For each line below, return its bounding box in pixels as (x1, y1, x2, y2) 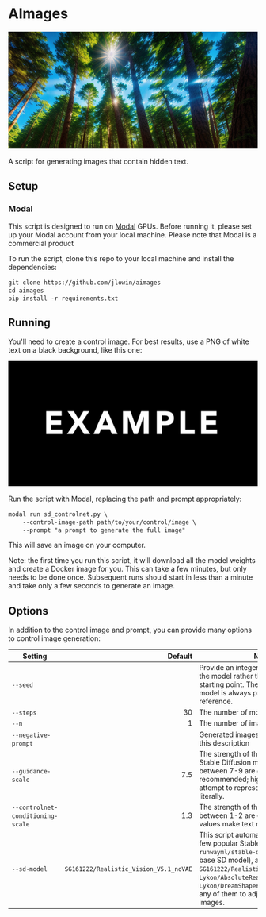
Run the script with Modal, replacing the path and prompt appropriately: (8, 494, 242, 504)
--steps (11, 709, 37, 717)
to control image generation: (8, 634, 101, 643)
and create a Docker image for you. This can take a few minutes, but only (8, 564, 247, 574)
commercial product (8, 238, 74, 248)
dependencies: (8, 262, 57, 272)
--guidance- (11, 767, 51, 775)
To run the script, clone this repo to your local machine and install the (8, 253, 234, 263)
